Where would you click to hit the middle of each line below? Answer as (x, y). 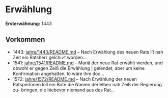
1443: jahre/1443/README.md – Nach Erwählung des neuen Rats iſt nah (88, 52)
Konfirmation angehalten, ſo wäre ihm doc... (58, 73)
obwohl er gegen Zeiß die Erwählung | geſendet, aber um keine (79, 68)
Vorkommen (25, 40)
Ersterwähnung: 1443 (29, 23)
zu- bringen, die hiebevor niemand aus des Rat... (64, 90)
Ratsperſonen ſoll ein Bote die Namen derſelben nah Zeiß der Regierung (87, 84)
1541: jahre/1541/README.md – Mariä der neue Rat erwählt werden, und (88, 63)
